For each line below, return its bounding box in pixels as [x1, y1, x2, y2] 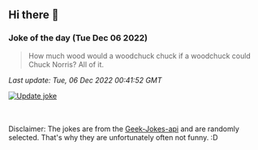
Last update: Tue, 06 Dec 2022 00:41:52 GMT [8, 75, 162, 85]
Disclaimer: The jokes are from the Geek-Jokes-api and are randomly [8, 123, 239, 134]
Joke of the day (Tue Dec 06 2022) [8, 32, 148, 44]
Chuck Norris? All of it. [28, 59, 104, 69]
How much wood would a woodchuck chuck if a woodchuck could [28, 50, 252, 61]
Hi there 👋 [8, 8, 59, 22]
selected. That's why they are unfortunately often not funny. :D [8, 132, 218, 142]
